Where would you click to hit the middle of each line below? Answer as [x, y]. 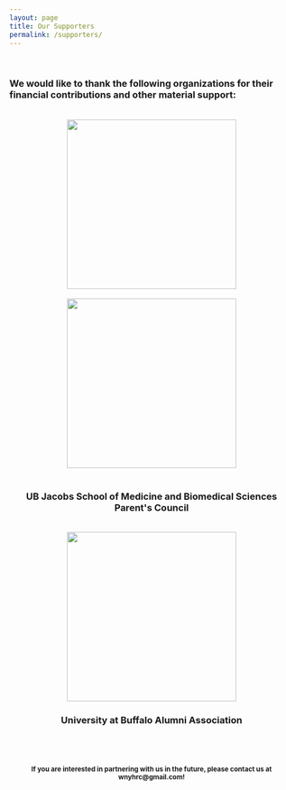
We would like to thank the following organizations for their [141, 84]
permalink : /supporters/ [56, 34]
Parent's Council [152, 507]
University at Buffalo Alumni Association [152, 719]
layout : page [34, 18]
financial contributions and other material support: [123, 95]
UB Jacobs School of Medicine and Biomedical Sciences [152, 496]
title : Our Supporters [52, 26]
